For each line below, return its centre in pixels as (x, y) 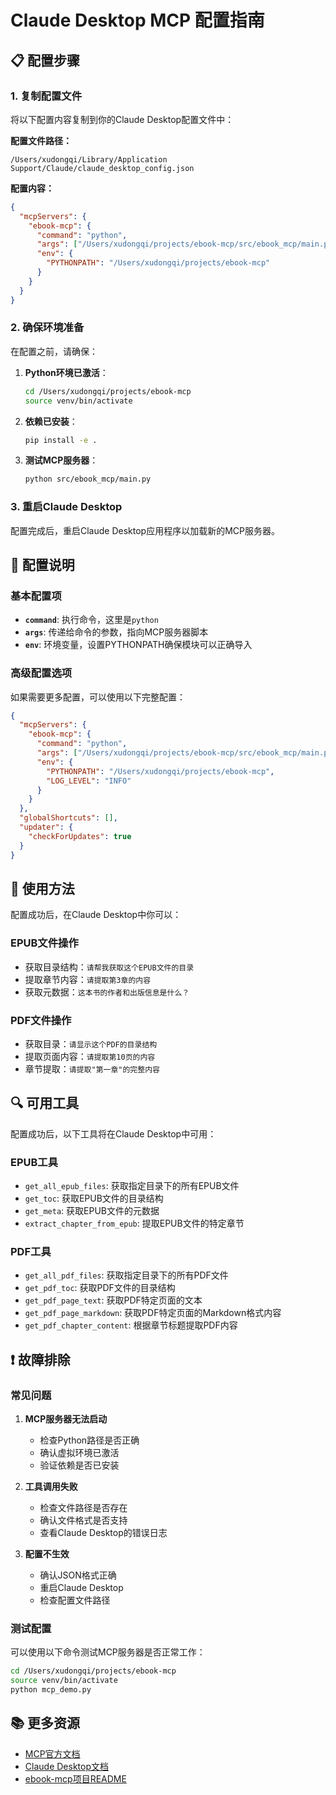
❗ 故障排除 (40, 1359)
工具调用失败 (51, 1487)
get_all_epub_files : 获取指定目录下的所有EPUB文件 (132, 1186)
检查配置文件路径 (75, 1600)
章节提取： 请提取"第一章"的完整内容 (92, 1068)
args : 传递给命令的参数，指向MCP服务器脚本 (116, 632)
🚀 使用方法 (42, 888)
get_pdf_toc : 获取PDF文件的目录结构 (100, 1288)
